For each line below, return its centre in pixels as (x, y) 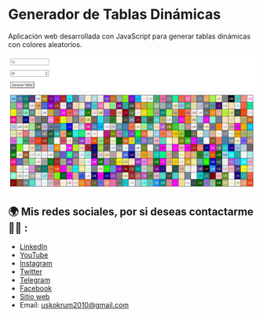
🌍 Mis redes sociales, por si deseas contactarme (131, 212)
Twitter (31, 271)
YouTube (34, 255)
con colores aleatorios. (45, 44)
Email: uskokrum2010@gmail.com (74, 305)
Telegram (35, 280)
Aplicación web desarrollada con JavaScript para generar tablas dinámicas (130, 36)
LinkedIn (33, 247)
